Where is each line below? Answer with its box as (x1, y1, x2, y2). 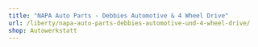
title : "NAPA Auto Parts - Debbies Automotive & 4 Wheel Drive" (8, 11, 229, 20)
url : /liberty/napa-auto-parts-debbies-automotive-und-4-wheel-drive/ (8, 19, 251, 27)
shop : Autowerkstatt (8, 26, 78, 34)
